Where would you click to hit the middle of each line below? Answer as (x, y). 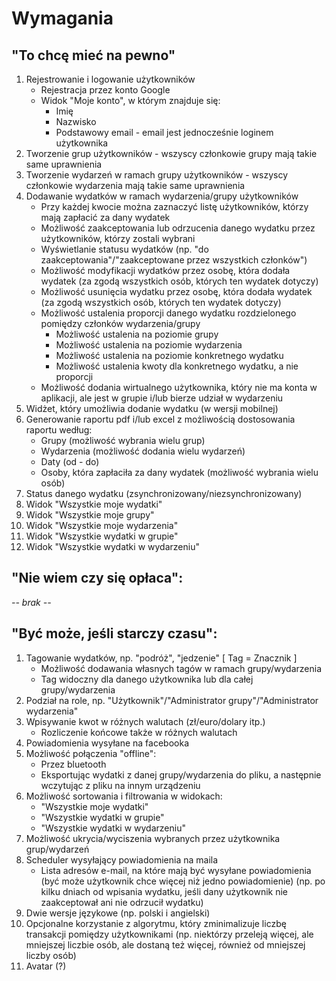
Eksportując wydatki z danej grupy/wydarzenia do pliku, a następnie (181, 774)
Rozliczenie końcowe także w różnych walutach (139, 732)
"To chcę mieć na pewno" (93, 55)
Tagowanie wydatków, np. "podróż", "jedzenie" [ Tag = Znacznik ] (161, 658)
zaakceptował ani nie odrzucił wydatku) (122, 902)
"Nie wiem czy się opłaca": (97, 578)
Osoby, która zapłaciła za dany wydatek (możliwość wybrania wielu (179, 472)
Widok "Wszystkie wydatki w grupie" (102, 536)
